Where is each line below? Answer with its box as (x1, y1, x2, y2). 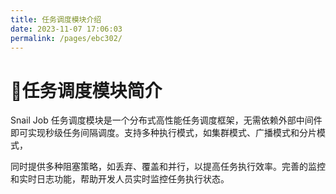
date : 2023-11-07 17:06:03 (10, 24, 123, 34)
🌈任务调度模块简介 (10, 79, 163, 102)
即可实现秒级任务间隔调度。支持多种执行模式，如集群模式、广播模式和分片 (10, 127, 317, 139)
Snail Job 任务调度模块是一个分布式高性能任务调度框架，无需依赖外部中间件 (10, 114, 323, 126)
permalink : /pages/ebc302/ (10, 33, 123, 43)
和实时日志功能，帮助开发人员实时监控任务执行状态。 (10, 173, 230, 185)
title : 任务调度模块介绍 (10, 14, 102, 25)
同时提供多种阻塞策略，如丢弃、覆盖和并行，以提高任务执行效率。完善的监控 (10, 161, 326, 173)
